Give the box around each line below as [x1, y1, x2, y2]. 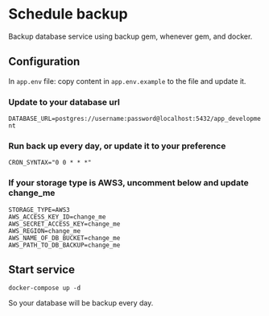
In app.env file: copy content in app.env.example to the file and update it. [8, 76, 246, 85]
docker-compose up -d [8, 284, 81, 293]
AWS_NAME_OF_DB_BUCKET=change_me [8, 234, 121, 242]
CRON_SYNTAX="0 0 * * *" [8, 159, 92, 167]
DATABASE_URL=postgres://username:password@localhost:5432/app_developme [8, 114, 262, 123]
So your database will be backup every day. [8, 298, 154, 308]
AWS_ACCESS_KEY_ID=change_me [8, 213, 106, 221]
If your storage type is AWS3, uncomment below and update [8, 177, 250, 189]
